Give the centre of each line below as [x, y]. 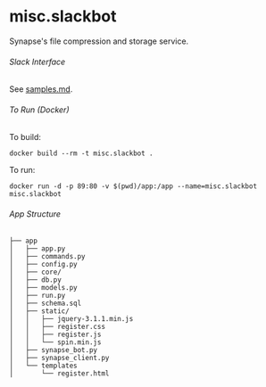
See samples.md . [41, 89]
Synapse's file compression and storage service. [99, 41]
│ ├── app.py [37, 248]
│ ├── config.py [43, 264]
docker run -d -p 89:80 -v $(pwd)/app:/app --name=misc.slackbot [133, 186]
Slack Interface [37, 62]
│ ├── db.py [36, 280]
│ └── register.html [59, 373]
